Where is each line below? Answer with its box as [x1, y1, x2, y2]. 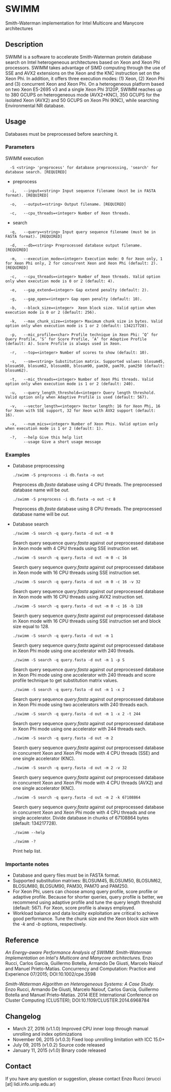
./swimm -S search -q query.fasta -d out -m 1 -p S [12, 658, 125, 663]
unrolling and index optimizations [12, 1031, 82, 1037]
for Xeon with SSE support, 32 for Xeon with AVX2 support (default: [5, 408, 156, 413]
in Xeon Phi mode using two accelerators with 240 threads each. [12, 702, 149, 708]
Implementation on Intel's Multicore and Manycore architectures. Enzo [5, 955, 153, 961]
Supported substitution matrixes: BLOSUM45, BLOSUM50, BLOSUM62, [12, 878, 162, 884]
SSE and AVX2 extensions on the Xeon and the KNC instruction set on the [5, 70, 160, 76]
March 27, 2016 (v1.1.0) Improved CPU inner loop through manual [12, 1026, 149, 1032]
